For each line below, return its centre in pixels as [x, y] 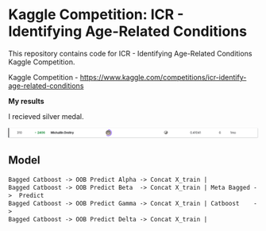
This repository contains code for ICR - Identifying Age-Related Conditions [130, 53]
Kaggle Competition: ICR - [96, 15]
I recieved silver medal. [46, 116]
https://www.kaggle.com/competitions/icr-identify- [163, 77]
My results [27, 101]
